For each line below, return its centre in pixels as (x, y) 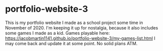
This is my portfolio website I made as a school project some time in (74, 23)
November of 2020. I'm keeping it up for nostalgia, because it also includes (81, 27)
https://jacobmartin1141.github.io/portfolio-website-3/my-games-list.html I (80, 38)
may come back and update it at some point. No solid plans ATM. (71, 43)
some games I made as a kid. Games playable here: (58, 33)
